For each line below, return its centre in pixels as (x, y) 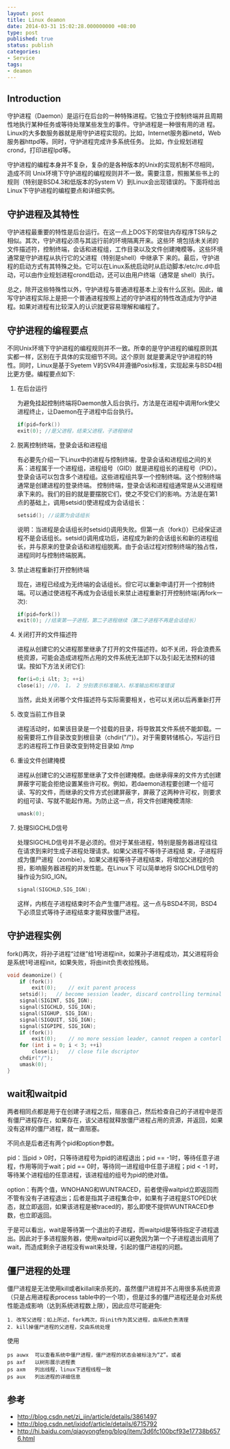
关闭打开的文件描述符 (47, 634)
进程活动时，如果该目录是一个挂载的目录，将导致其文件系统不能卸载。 (116, 729)
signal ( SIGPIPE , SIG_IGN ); (58, 1026)
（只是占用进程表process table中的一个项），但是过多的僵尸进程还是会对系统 (115, 1297)
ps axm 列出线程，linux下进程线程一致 (59, 1370)
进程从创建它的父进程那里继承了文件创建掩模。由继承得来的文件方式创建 (119, 775)
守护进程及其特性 (43, 214)
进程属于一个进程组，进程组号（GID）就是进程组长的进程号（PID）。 (125, 468)
